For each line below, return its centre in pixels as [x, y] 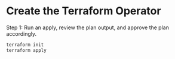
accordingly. [22, 33]
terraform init [25, 45]
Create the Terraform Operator [84, 11]
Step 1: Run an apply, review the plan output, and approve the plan [87, 27]
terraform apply [26, 50]
